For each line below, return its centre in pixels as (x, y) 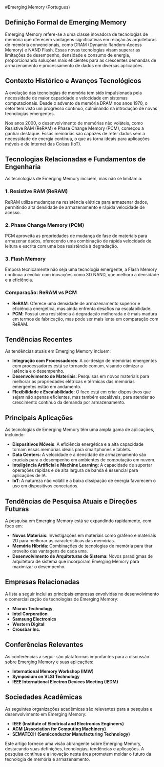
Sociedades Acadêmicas (44, 697)
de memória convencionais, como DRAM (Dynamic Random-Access (73, 45)
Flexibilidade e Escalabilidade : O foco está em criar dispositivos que (82, 392)
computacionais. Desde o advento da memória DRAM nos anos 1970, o (76, 103)
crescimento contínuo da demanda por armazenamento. (69, 402)
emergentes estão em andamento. (47, 387)
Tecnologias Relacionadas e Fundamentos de (75, 159)
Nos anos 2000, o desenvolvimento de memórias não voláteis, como (74, 123)
